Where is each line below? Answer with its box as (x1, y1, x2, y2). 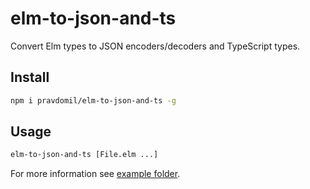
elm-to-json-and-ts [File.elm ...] (10, 150, 159, 160)
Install (10, 69, 50, 86)
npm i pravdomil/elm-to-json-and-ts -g (10, 95, 177, 106)
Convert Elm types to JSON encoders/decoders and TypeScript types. (10, 40, 301, 52)
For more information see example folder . (10, 168, 181, 180)
